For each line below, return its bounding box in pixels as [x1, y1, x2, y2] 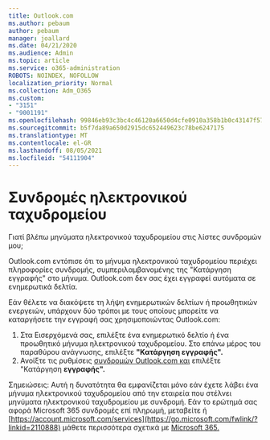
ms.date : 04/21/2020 [8, 42, 78, 50]
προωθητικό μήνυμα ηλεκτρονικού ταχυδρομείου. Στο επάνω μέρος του [19, 339, 261, 348]
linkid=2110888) [8, 423, 61, 433]
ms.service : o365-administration [8, 64, 121, 72]
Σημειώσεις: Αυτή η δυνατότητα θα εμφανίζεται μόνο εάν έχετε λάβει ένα [8, 380, 259, 390]
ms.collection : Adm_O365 [8, 86, 92, 95]
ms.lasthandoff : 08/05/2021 [8, 146, 103, 154]
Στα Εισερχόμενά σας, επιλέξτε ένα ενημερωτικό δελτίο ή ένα [19, 331, 229, 340]
